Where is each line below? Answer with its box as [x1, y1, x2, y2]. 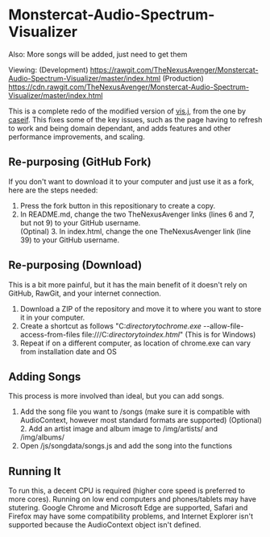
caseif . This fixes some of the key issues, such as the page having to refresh [8, 114, 263, 124]
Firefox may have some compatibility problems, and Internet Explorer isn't [8, 511, 254, 521]
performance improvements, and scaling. [8, 131, 145, 142]
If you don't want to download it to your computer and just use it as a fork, [8, 176, 255, 186]
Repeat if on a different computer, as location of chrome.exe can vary [19, 338, 251, 348]
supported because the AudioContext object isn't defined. [8, 520, 201, 530]
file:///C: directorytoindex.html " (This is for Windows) [81, 329, 256, 339]
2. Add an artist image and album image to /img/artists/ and [19, 424, 218, 434]
